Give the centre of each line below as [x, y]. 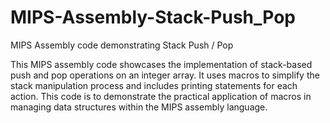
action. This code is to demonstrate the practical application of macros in [161, 96]
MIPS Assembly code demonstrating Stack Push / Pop [122, 45]
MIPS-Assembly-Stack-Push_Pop [153, 17]
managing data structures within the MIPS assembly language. [139, 107]
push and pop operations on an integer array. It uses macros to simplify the [165, 75]
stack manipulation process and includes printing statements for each [154, 85]
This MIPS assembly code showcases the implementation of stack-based [161, 64]
